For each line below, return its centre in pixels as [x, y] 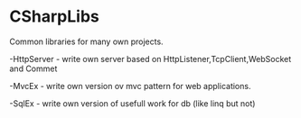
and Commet [33, 68]
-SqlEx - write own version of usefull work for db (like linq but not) [132, 103]
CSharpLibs [54, 17]
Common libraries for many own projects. [87, 41]
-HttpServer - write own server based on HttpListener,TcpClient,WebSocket [150, 59]
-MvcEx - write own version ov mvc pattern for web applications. [130, 86]
